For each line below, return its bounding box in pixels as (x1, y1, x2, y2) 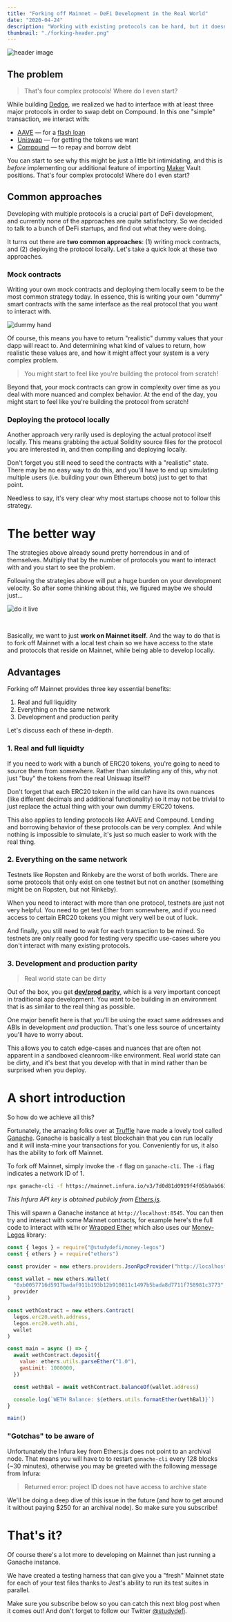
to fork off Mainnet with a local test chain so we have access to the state (7, 639, 213, 647)
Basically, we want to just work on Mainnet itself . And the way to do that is (7, 632, 221, 640)
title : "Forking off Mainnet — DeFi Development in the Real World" (7, 10, 209, 17)
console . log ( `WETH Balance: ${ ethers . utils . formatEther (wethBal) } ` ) (13, 1396, 215, 1403)
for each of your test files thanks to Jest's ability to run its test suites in (7, 1578, 209, 1587)
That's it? (7, 1527, 63, 1543)
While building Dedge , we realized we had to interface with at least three (7, 100, 214, 109)
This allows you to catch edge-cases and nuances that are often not (7, 1044, 202, 1052)
